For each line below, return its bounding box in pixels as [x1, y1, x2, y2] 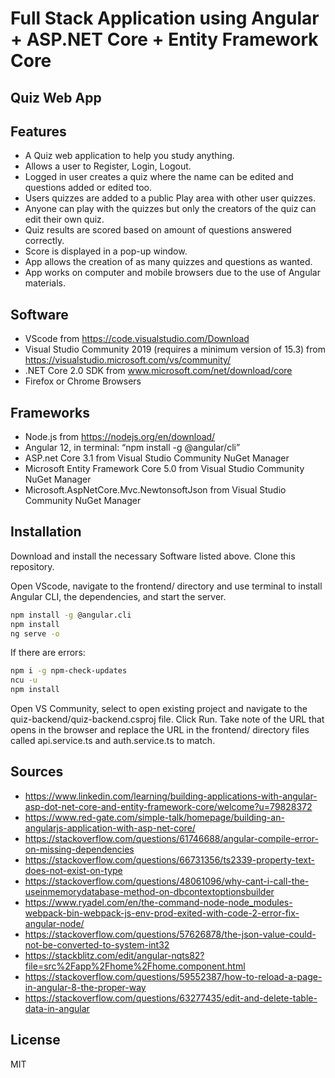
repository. [10, 560, 55, 572]
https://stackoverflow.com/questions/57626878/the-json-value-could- [24, 928, 317, 940]
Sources [10, 763, 64, 781]
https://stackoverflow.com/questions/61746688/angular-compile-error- [24, 832, 319, 844]
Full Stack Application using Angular [10, 7, 320, 30]
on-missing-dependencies [24, 843, 135, 855]
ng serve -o [10, 628, 60, 639]
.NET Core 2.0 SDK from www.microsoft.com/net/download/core [24, 365, 293, 377]
